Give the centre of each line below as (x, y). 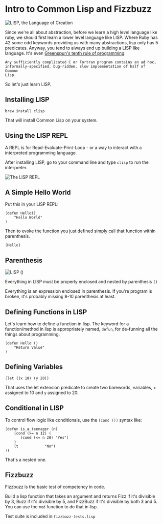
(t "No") (35, 446)
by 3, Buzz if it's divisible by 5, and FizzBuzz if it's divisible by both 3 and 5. (81, 502)
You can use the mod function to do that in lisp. (52, 507)
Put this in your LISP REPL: (32, 204)
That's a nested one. (26, 460)
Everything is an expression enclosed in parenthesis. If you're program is (79, 291)
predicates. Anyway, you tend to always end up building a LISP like (72, 48)
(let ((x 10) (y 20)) (27, 378)
